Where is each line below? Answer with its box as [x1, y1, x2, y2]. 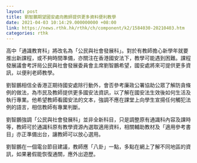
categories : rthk [6, 30, 49, 36]
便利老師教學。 [21, 69, 57, 76]
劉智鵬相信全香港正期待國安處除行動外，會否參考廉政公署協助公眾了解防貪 [6, 81, 186, 89]
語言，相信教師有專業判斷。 [16, 104, 83, 111]
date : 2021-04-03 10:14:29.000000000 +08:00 [6, 19, 117, 25]
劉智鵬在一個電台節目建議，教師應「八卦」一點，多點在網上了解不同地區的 [6, 143, 186, 150]
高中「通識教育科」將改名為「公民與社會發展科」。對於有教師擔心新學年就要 [6, 47, 189, 55]
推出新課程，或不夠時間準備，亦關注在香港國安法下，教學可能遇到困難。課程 [6, 55, 191, 62]
